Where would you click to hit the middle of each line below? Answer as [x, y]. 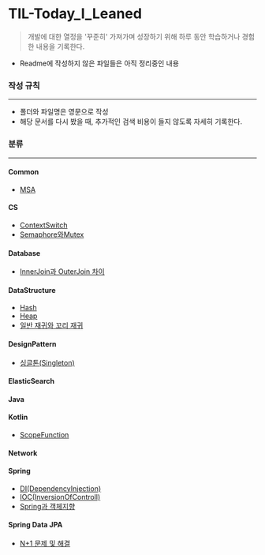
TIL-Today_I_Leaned [75, 14]
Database [24, 253]
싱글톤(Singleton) [47, 362]
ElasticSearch [32, 381]
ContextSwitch [44, 225]
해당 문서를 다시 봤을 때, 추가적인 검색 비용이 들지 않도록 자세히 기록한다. [131, 122]
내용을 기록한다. [60, 46]
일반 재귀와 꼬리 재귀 [51, 325]
